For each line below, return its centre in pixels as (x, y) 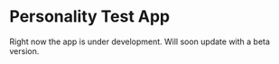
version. (24, 50)
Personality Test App (90, 17)
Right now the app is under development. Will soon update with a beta (140, 41)
